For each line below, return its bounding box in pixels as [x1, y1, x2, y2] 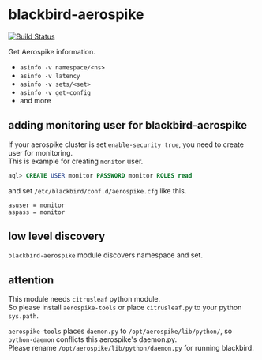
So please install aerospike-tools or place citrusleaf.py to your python [8, 302, 242, 313]
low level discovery [8, 230, 106, 243]
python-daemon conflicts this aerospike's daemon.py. [8, 335, 178, 344]
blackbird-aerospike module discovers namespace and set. [8, 250, 204, 260]
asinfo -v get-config [19, 88, 91, 96]
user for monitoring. [8, 148, 73, 157]
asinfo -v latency [19, 72, 80, 80]
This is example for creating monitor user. [8, 156, 144, 166]
